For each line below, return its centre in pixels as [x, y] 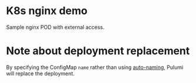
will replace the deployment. [40, 73]
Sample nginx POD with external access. [55, 27]
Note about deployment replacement [98, 51]
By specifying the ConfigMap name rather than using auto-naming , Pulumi [95, 67]
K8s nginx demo [47, 11]
